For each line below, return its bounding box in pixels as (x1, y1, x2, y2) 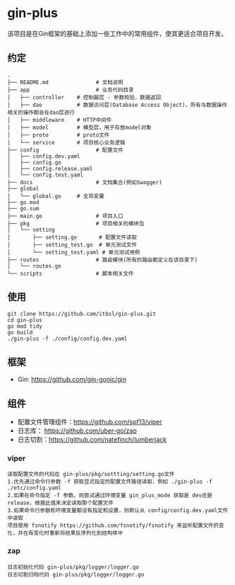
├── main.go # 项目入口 (7, 212, 123, 220)
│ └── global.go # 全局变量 (7, 193, 104, 200)
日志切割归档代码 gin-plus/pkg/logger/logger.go (7, 571, 145, 578)
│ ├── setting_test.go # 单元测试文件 (7, 241, 138, 249)
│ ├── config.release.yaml (7, 165, 93, 172)
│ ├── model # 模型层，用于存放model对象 (7, 124, 152, 131)
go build (7, 329, 33, 336)
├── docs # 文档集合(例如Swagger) (7, 178, 162, 186)
